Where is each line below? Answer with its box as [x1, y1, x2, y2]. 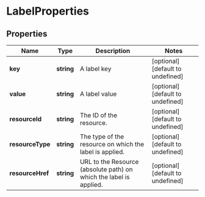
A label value [79, 90, 117, 98]
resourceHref [9, 169, 49, 177]
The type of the [79, 132, 124, 141]
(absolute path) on [79, 165, 133, 173]
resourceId [9, 115, 42, 123]
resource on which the [79, 140, 145, 148]
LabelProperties [6, 4, 90, 18]
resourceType [9, 140, 51, 148]
